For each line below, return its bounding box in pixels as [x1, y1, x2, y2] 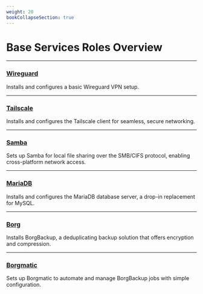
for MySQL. [6, 199, 35, 206]
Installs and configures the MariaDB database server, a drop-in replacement [6, 193, 195, 200]
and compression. [6, 240, 51, 248]
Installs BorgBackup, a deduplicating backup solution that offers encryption [6, 234, 195, 241]
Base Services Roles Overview [6, 40, 163, 54]
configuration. [6, 281, 41, 289]
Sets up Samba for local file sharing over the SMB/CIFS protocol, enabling [6, 152, 190, 159]
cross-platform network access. [6, 158, 86, 166]
